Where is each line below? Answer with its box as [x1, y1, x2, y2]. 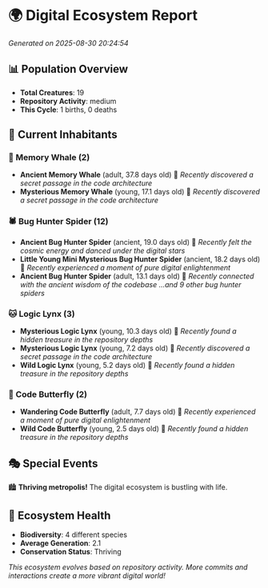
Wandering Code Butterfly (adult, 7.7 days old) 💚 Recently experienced [19, 407, 256, 417]
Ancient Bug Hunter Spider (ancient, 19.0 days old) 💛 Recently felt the [19, 237, 252, 246]
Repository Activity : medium [19, 96, 117, 106]
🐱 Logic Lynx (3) [8, 308, 75, 319]
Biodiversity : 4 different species [19, 530, 128, 539]
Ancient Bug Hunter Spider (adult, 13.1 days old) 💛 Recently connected [19, 271, 254, 281]
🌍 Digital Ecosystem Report [8, 6, 198, 25]
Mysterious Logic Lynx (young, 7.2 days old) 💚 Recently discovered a [19, 343, 250, 353]
